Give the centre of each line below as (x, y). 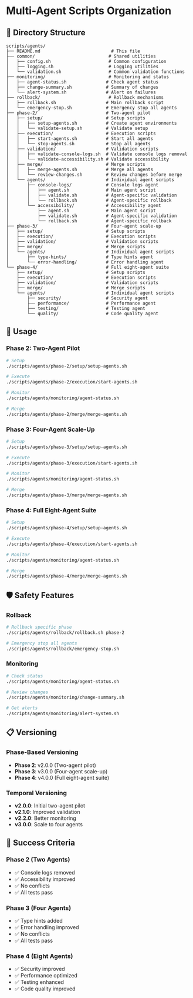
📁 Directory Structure (46, 33)
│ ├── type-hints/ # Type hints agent (80, 257)
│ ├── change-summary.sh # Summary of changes (82, 87)
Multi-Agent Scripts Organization (89, 11)
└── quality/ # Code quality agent (93, 313)
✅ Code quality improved (45, 989)
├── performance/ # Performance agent (92, 303)
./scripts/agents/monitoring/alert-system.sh (62, 714)
